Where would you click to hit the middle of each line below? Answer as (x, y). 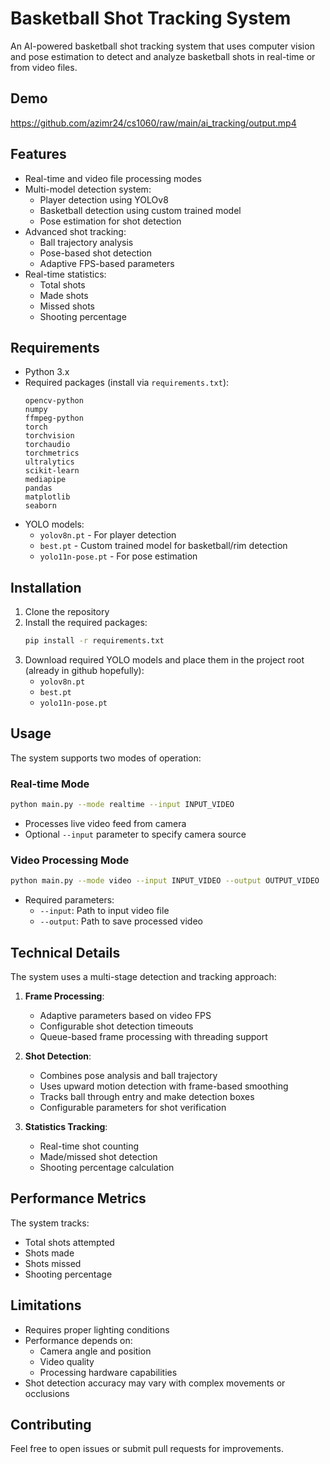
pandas (38, 488)
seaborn (40, 506)
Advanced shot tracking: (75, 231)
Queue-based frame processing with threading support (153, 1037)
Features (38, 154)
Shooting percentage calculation (107, 1168)
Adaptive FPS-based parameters (107, 263)
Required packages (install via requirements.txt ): (127, 383)
